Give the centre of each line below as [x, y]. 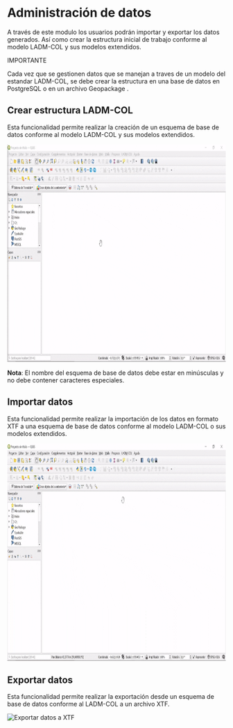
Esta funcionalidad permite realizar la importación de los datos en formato [113, 419]
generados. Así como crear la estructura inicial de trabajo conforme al [107, 39]
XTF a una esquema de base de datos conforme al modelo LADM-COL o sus [116, 426]
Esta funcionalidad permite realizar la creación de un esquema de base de [113, 127]
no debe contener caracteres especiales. [66, 380]
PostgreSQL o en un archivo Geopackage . [68, 88]
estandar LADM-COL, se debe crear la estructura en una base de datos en [114, 81]
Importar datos [40, 402]
